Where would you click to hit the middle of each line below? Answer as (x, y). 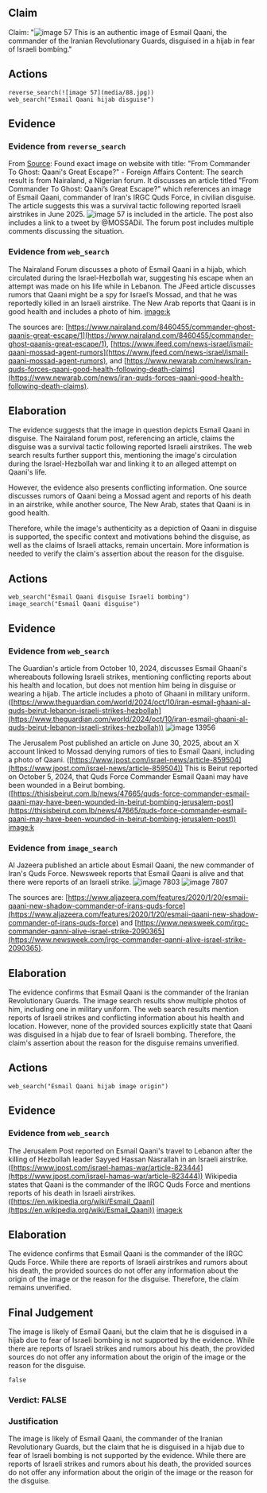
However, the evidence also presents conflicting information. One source (128, 487)
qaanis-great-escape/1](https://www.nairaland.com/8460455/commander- (131, 335)
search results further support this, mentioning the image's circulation (122, 456)
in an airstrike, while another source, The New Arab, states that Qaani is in (130, 505)
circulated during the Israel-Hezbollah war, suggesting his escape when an (131, 277)
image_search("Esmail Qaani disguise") (74, 604)
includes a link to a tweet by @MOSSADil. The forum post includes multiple (131, 223)
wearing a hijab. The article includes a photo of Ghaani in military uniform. (129, 693)
